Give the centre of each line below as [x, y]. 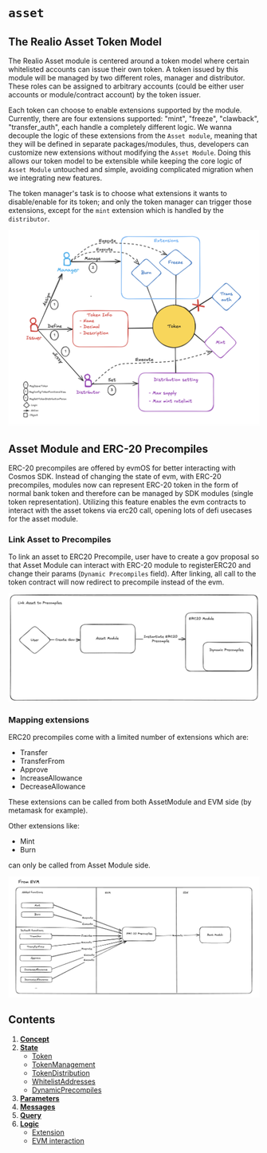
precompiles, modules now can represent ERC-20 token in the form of [124, 485]
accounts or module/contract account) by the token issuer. [105, 94]
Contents [32, 1020]
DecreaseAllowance [53, 787]
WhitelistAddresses [63, 1081]
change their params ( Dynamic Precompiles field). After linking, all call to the [132, 574]
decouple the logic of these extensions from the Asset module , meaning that [133, 136]
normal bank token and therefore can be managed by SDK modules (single [131, 493]
